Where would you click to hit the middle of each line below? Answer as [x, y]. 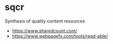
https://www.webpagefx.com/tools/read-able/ [60, 36]
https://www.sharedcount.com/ [45, 30]
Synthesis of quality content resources [45, 21]
